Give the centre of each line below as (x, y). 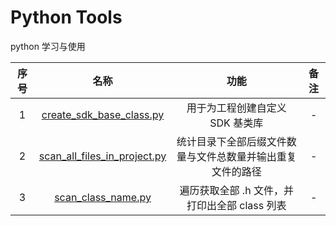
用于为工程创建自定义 (236, 108)
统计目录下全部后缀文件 (231, 141)
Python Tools (66, 17)
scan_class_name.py (103, 197)
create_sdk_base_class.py (103, 114)
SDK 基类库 (236, 123)
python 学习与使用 (48, 46)
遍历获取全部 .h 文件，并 (236, 190)
